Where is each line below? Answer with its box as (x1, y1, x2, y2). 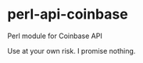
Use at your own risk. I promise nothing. (7, 46, 136, 55)
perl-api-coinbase (7, 5, 128, 23)
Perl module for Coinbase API (7, 31, 102, 40)
